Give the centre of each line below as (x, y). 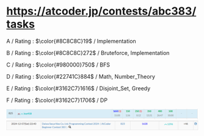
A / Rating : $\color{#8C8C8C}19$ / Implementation (71, 41)
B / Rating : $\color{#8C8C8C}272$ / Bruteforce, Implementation (88, 52)
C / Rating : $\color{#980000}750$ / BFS (58, 65)
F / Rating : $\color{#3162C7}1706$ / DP (57, 100)
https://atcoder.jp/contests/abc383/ (101, 11)
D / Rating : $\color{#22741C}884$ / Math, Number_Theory (81, 76)
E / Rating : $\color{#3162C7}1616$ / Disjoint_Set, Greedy (78, 88)
